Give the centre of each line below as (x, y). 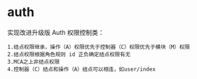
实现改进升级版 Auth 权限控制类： (56, 32)
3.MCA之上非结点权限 (34, 62)
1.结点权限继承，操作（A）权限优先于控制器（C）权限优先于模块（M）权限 (99, 47)
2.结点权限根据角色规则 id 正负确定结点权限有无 (69, 54)
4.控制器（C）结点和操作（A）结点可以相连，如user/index (82, 69)
